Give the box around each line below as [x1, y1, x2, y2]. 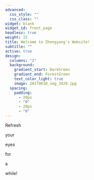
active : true [5, 49, 32, 54]
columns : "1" [9, 58, 37, 63]
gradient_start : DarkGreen [14, 67, 70, 72]
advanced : [5, 7, 26, 12]
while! [5, 170, 17, 176]
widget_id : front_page [5, 26, 52, 31]
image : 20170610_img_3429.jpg [14, 81, 77, 86]
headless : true [5, 30, 37, 35]
